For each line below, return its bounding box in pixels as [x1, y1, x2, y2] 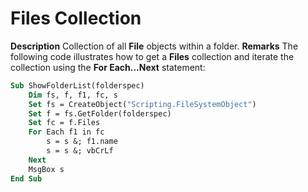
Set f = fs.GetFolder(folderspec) [28, 108, 172, 119]
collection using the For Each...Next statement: [10, 61, 206, 73]
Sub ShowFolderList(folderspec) [10, 80, 145, 91]
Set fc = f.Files [28, 118, 101, 128]
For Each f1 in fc [28, 127, 105, 137]
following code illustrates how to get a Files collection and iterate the [10, 50, 295, 62]
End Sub [10, 173, 43, 184]
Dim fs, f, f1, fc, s [28, 90, 118, 100]
